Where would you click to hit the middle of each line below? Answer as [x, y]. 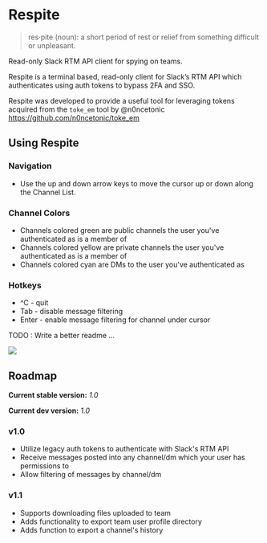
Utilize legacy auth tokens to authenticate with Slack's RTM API [124, 449]
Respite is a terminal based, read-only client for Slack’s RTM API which [125, 76]
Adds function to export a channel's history [91, 530]
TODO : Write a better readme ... [61, 336]
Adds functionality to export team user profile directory [111, 521]
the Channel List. [48, 192]
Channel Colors [39, 213]
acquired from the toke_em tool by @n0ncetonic [87, 109]
